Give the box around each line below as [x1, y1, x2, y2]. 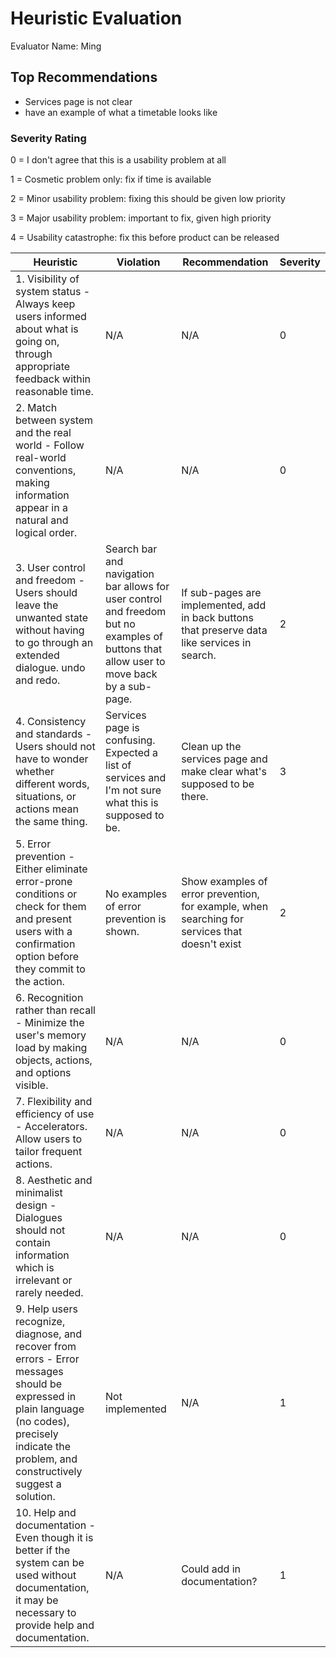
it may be [15, 1593, 59, 1607]
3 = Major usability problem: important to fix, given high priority [10, 212, 272, 224]
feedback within [15, 372, 92, 386]
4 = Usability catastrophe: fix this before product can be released [10, 232, 280, 244]
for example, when [181, 900, 269, 914]
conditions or [15, 887, 78, 901]
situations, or [15, 790, 77, 804]
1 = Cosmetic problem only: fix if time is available [10, 173, 212, 186]
